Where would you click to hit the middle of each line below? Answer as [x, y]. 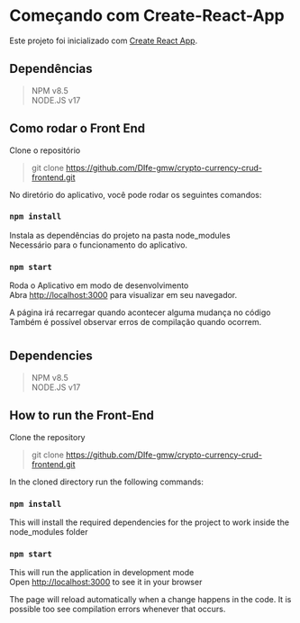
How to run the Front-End [82, 415]
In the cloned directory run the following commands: [107, 482]
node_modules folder [49, 531]
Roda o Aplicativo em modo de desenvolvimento [99, 285]
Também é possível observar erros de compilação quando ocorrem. [136, 322]
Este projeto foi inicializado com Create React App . [104, 41]
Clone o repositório [45, 150]
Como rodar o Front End [77, 128]
